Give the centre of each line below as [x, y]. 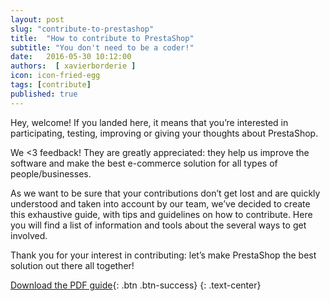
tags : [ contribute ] [51, 85]
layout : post [37, 19]
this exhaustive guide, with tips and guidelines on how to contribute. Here [161, 214]
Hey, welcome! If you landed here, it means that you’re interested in [149, 122]
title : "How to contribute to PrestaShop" [102, 38]
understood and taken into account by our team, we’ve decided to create [160, 203]
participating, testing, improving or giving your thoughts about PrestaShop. [164, 133]
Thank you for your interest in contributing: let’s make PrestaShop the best [163, 255]
